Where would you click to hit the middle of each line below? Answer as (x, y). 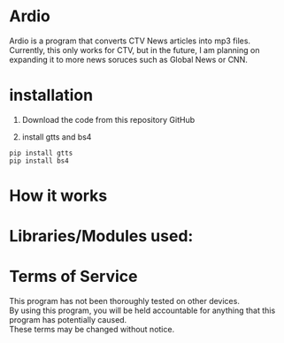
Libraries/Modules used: (101, 236)
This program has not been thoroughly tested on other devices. (125, 301)
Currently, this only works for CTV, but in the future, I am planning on (134, 50)
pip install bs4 (39, 161)
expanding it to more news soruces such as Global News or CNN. (128, 59)
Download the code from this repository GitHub (108, 119)
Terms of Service (73, 277)
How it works (58, 196)
